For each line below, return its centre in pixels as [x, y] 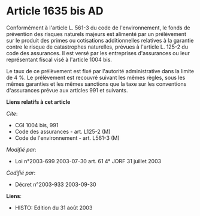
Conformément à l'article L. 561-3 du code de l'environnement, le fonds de [98, 28]
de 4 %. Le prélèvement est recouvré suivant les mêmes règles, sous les [96, 77]
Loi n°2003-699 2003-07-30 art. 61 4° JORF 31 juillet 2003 [88, 161]
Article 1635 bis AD [55, 11]
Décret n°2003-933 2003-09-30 [56, 184]
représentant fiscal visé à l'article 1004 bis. [59, 59]
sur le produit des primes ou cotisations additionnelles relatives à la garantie [100, 40]
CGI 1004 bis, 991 [37, 125]
